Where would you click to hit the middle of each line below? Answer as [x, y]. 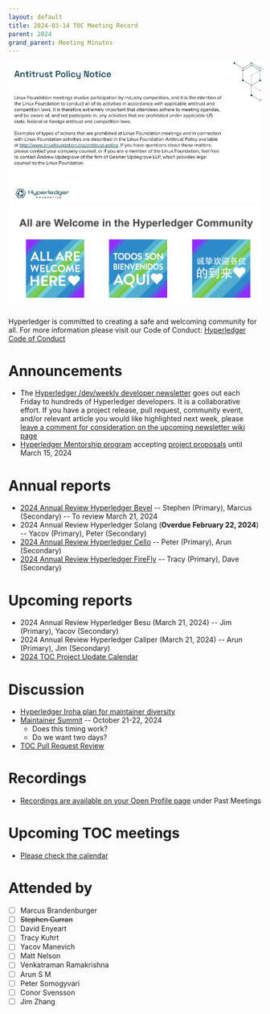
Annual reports [59, 485]
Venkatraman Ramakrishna [64, 965]
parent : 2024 [30, 34]
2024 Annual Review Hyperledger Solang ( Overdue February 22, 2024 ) [139, 525]
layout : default [35, 17]
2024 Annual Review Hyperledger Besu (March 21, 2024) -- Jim [126, 623]
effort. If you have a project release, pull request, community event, [131, 410]
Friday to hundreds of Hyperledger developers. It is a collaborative [130, 402]
